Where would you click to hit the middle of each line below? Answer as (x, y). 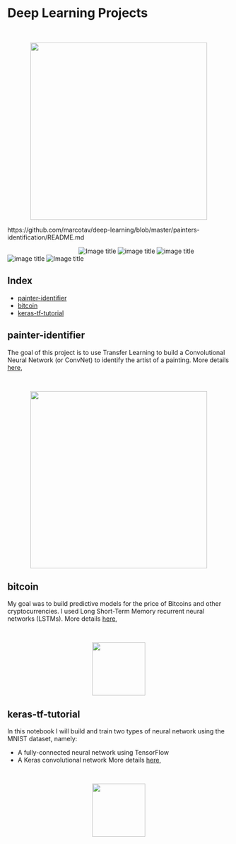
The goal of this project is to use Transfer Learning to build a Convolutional (116, 352)
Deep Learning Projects (78, 13)
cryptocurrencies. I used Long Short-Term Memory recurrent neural (106, 612)
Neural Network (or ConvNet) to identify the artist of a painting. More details (118, 360)
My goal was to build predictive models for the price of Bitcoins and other (114, 604)
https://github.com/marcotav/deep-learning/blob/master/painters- (104, 230)
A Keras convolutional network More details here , (89, 760)
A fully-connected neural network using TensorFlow (93, 753)
